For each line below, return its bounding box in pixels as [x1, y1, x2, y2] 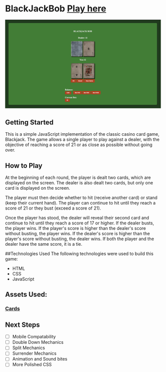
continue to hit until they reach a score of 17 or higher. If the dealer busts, [5, 220, 154, 226]
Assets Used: [5, 290, 47, 299]
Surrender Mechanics [12, 350, 57, 357]
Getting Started [5, 118, 54, 126]
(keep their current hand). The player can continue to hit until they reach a [5, 200, 156, 206]
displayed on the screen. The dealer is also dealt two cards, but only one [5, 180, 153, 186]
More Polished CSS [12, 362, 52, 368]
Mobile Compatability [12, 334, 56, 340]
